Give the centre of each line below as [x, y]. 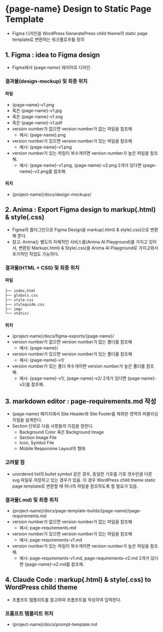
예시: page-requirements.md [48, 527]
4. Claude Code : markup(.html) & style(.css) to [78, 580]
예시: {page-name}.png [43, 135]
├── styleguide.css [25, 304]
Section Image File [38, 438]
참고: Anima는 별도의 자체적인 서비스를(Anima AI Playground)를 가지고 [80, 242]
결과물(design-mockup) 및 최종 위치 [46, 81]
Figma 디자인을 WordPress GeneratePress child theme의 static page [80, 33]
